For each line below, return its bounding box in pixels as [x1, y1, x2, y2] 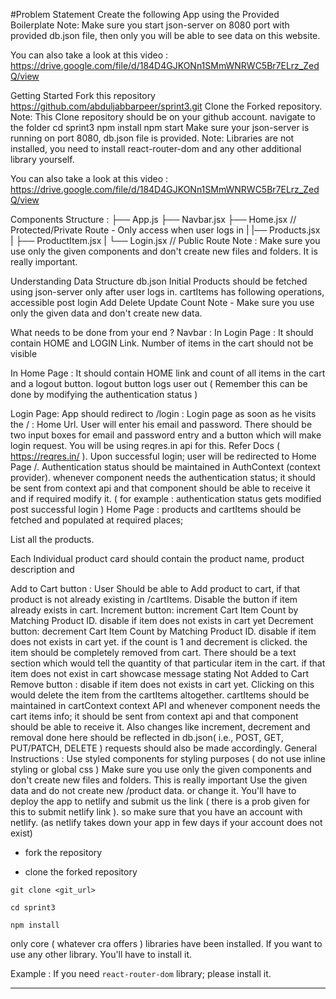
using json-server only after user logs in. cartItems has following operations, [10, 286, 325, 298]
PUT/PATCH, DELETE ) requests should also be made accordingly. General [10, 742, 318, 754]
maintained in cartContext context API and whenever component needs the [10, 700, 321, 711]
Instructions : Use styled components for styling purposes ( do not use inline [10, 753, 326, 764]
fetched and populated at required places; [10, 514, 184, 526]
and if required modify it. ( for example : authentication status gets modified [10, 493, 322, 504]
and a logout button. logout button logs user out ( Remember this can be [10, 378, 308, 389]
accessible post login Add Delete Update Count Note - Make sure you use [10, 297, 315, 308]
